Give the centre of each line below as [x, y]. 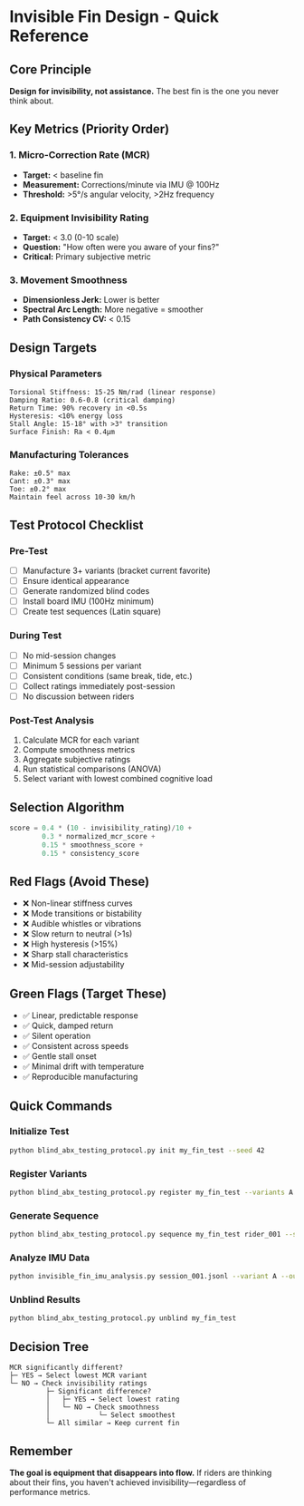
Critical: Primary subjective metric [86, 257]
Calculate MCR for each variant [81, 740]
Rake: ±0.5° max [40, 473]
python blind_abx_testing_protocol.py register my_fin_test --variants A [152, 1192]
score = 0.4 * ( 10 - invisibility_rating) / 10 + [101, 828]
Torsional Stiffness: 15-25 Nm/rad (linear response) [113, 392]
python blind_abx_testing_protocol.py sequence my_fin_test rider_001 [145, 1235]
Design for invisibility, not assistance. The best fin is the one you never [144, 91]
